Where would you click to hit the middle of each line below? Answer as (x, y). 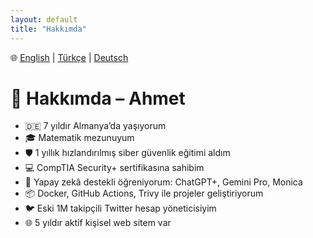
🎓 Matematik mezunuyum (79, 138)
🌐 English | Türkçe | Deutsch (69, 57)
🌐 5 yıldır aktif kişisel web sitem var (98, 223)
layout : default (44, 19)
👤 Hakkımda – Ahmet (98, 98)
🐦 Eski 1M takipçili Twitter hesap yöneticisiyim (120, 208)
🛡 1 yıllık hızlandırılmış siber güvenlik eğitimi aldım (127, 153)
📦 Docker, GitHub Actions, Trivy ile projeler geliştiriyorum (144, 193)
